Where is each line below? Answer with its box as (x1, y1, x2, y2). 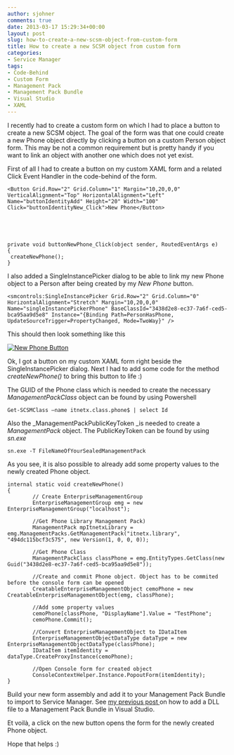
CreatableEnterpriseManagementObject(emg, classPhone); (7, 591, 174, 598)
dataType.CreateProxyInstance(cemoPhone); (7, 653, 134, 660)
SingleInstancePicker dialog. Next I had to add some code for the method (7, 364, 220, 373)
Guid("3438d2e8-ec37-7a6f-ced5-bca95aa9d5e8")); (7, 560, 152, 568)
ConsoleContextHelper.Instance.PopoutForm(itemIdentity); (32, 671, 206, 678)
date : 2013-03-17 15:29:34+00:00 (7, 23, 105, 30)
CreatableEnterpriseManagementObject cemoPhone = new (32, 585, 193, 593)
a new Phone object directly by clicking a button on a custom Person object (7, 136, 226, 144)
